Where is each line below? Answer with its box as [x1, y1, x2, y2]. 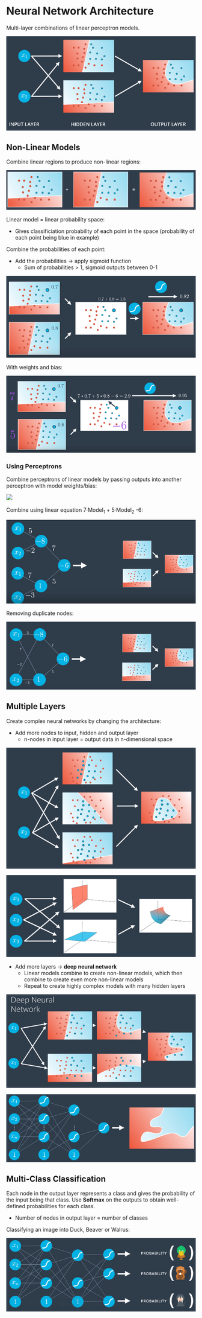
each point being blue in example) [14, 234, 99, 241]
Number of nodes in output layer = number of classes [14, 1214, 148, 1221]
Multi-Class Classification [6, 1174, 106, 1184]
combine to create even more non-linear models [23, 976, 144, 983]
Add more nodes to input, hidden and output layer [14, 729, 139, 736]
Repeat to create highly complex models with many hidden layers [23, 982, 186, 989]
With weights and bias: [6, 363, 63, 371]
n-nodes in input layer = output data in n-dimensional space [23, 735, 173, 743]
